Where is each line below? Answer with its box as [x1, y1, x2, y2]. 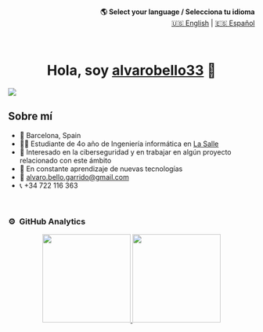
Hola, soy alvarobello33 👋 [46, 62, 217, 79]
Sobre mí [8, 110, 53, 123]
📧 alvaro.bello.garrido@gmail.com [19, 172, 129, 181]
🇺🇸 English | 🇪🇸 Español [171, 19, 255, 27]
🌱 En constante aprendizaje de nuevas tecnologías [19, 164, 183, 173]
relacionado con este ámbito [19, 155, 112, 165]
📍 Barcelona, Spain [19, 130, 81, 140]
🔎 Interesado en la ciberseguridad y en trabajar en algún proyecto [19, 147, 232, 156]
